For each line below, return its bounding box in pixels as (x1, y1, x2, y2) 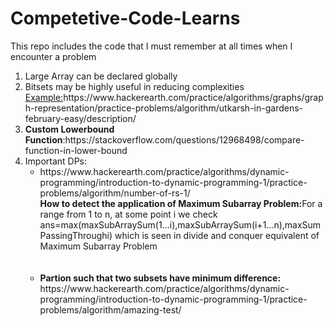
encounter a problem (10, 50, 97, 62)
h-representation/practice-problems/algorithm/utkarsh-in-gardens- (24, 102, 304, 114)
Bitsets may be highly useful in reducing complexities (24, 80, 245, 92)
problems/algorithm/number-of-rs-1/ (39, 187, 191, 199)
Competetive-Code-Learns (10, 7, 241, 30)
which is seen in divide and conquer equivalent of (114, 229, 320, 241)
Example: (24, 91, 64, 103)
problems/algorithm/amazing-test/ (39, 303, 182, 316)
